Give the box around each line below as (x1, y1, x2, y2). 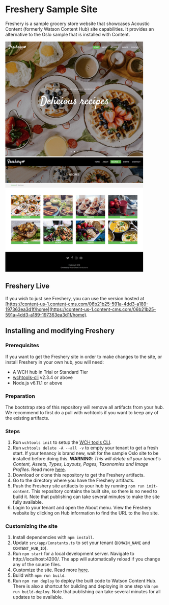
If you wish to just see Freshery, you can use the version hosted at (5, 295, 145, 301)
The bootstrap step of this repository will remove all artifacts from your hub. (5, 404, 164, 410)
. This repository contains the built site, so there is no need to (29, 488, 157, 495)
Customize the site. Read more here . (12, 567, 90, 573)
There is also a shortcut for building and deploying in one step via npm (12, 583, 159, 589)
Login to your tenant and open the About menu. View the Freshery (12, 505, 152, 511)
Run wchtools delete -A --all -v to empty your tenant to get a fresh (12, 445, 158, 451)
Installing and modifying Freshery (5, 326, 115, 335)
